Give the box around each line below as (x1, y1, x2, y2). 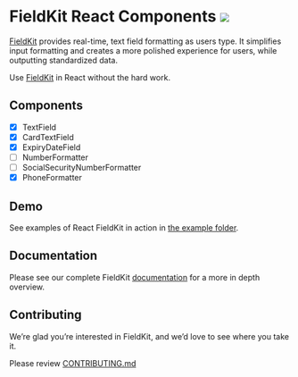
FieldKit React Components (9, 6, 217, 27)
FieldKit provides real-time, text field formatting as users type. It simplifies (9, 36, 282, 46)
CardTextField (21, 131, 74, 142)
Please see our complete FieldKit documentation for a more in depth (9, 272, 261, 282)
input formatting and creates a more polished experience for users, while (9, 45, 277, 55)
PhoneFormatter (21, 172, 83, 183)
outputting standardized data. (9, 54, 119, 65)
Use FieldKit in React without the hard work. (9, 71, 171, 82)
